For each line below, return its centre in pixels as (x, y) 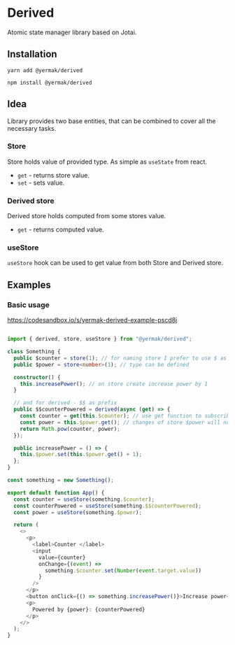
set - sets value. (41, 183)
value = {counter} (62, 558)
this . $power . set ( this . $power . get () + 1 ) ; (81, 455)
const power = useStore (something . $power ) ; (78, 512)
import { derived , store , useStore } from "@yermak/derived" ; (100, 339)
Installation (32, 54)
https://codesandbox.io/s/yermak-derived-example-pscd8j (92, 320)
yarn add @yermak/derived (45, 70)
